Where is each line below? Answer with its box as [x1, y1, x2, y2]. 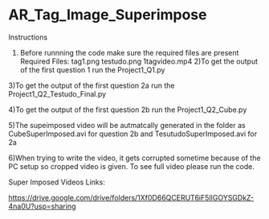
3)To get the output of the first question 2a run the [8, 81, 175, 90]
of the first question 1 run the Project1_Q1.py [19, 64, 165, 74]
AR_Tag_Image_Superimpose [8, 6, 207, 24]
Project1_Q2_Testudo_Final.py [8, 89, 107, 98]
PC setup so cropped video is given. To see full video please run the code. [8, 161, 255, 171]
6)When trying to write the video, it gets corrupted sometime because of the [8, 153, 261, 163]
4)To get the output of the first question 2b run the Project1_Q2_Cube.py [8, 105, 247, 114]
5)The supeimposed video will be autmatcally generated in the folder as [8, 120, 247, 130]
